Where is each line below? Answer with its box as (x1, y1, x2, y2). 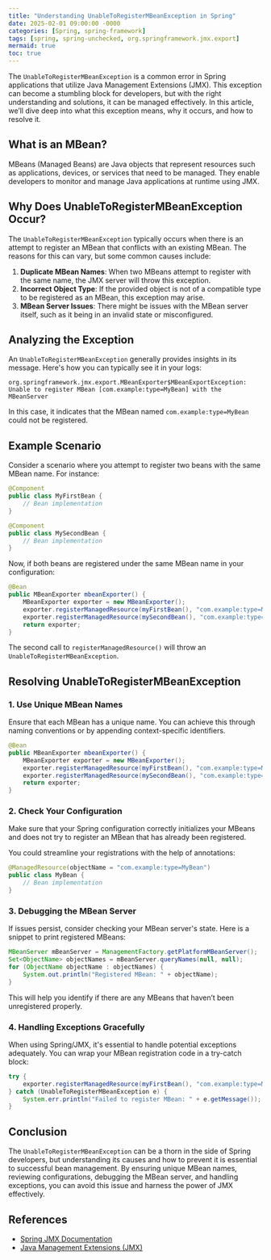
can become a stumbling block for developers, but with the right (8, 89, 222, 98)
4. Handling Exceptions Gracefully (8, 1021, 145, 1032)
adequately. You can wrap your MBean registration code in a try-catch (8, 1048, 242, 1058)
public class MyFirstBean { (8, 492, 103, 501)
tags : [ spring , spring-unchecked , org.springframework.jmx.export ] (8, 34, 240, 43)
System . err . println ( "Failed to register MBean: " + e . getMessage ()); (23, 1095, 262, 1103)
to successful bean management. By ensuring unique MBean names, (8, 1164, 238, 1174)
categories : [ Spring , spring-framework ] (8, 27, 147, 35)
